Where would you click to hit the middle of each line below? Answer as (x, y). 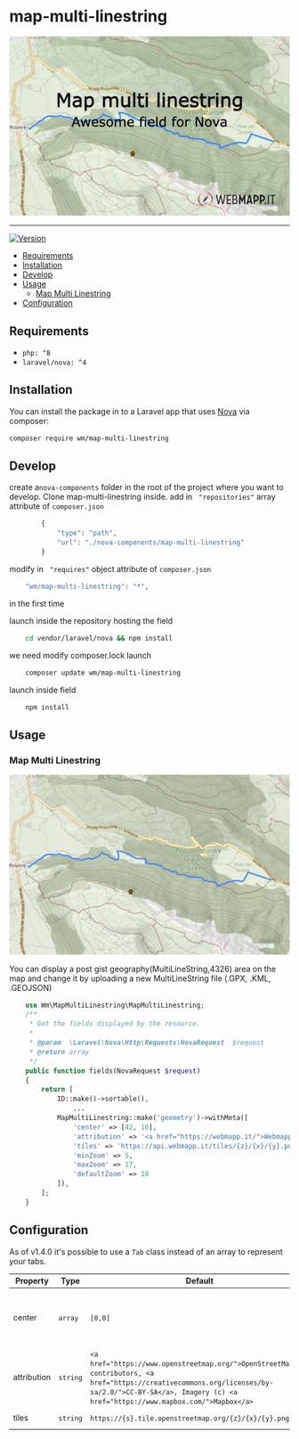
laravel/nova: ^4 (54, 363)
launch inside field (43, 690)
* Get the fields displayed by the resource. (115, 1024)
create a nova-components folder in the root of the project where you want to (147, 487)
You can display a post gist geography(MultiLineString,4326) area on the (143, 969)
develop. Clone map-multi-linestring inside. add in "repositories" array (142, 497)
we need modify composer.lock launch (81, 655)
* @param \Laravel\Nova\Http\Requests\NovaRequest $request (147, 1042)
